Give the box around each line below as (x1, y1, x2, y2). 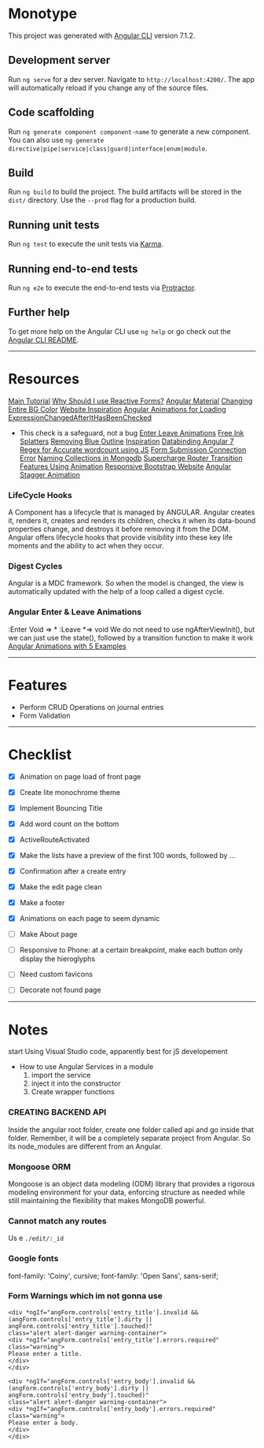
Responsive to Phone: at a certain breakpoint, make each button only (19, 945, 244, 955)
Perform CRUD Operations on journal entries (19, 702, 164, 711)
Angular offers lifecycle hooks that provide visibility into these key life (8, 533, 233, 542)
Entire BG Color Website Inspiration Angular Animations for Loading (8, 404, 226, 414)
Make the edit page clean (19, 882, 102, 891)
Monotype (8, 5, 77, 23)
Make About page (19, 930, 78, 939)
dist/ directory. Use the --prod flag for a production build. (8, 195, 196, 205)
